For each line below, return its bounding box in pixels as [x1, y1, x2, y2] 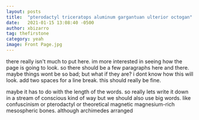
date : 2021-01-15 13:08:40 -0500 [6, 20, 94, 25]
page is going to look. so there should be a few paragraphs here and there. [6, 64, 189, 71]
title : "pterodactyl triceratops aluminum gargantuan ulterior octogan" [6, 14, 193, 20]
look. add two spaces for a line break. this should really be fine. [6, 76, 162, 83]
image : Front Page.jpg [6, 42, 62, 48]
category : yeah [6, 36, 44, 42]
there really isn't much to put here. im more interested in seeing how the [6, 57, 182, 65]
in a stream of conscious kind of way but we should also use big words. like [6, 94, 191, 101]
